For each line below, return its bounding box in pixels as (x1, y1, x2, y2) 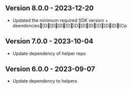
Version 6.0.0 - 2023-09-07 (5, 65, 95, 73)
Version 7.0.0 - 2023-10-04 (5, 37, 94, 45)
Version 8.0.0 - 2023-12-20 (5, 4, 94, 12)
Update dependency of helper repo (12, 50, 86, 56)
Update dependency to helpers (12, 78, 78, 84)
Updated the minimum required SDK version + (12, 17, 108, 23)
